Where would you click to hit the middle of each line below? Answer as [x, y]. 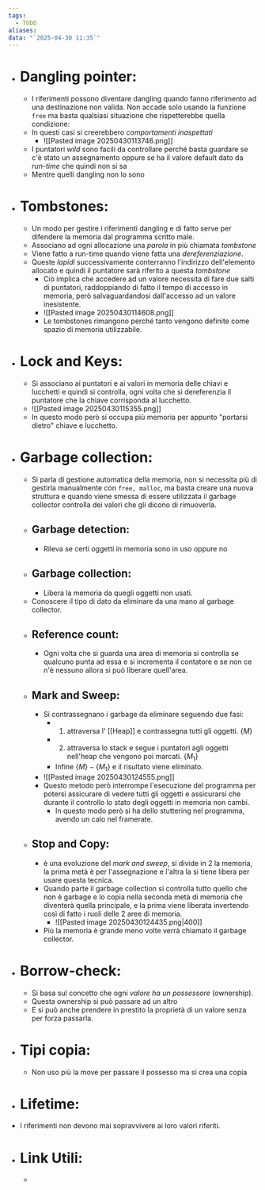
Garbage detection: [81, 530]
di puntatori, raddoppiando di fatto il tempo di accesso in [136, 288]
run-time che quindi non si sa [79, 166]
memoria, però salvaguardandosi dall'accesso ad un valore [139, 296]
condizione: [51, 124]
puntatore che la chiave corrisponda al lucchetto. [112, 400]
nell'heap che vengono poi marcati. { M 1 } [133, 757]
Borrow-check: [70, 971]
